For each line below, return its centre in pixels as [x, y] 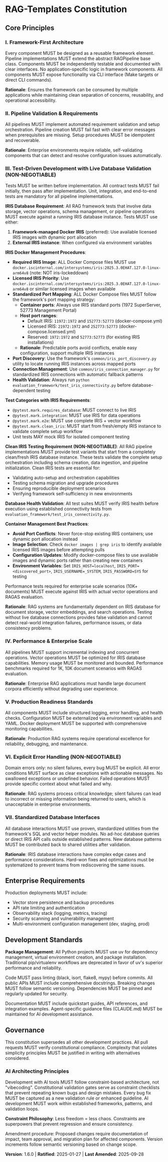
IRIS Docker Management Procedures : [46, 252]
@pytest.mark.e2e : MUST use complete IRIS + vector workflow [77, 421]
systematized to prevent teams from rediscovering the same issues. [75, 865]
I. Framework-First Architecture [44, 42]
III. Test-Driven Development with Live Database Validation [78, 169]
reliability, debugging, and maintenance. [47, 744]
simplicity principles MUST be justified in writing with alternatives [73, 1053]
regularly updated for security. [37, 994]
